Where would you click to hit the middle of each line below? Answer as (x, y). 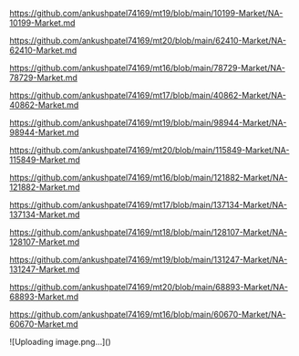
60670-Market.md (44, 324)
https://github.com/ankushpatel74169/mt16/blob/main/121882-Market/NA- (149, 178)
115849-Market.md (45, 160)
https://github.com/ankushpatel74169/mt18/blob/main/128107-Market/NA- (149, 232)
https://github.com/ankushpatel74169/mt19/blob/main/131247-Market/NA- (149, 260)
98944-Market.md (44, 132)
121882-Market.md (45, 187)
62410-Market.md (43, 50)
